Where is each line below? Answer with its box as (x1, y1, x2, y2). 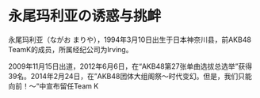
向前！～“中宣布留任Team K (8, 81, 99, 91)
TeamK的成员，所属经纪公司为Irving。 (8, 44, 133, 54)
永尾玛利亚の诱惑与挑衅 (8, 7, 162, 25)
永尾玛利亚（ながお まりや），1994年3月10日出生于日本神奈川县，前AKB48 (8, 35, 252, 44)
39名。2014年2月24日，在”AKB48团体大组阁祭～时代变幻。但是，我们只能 (8, 71, 252, 81)
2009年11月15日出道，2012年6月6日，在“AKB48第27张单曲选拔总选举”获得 (8, 61, 252, 71)
